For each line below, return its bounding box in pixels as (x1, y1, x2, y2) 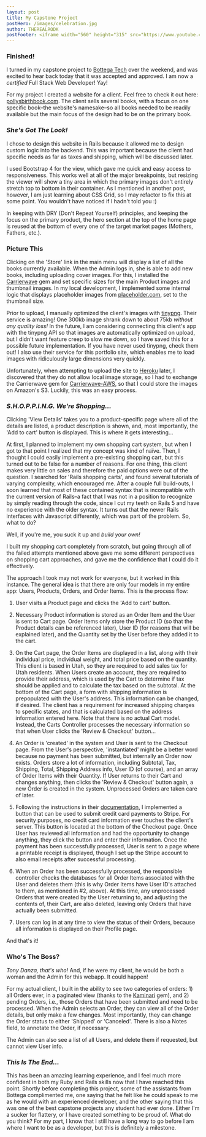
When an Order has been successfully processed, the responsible (15, 867, 183, 875)
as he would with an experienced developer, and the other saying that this (6, 1098, 193, 1105)
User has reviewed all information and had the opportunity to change (15, 830, 189, 837)
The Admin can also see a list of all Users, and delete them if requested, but (6, 1036, 198, 1043)
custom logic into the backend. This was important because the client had (6, 146, 193, 154)
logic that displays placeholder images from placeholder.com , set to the (6, 291, 188, 299)
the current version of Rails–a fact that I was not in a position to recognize (6, 493, 193, 501)
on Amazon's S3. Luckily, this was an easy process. (6, 386, 137, 394)
